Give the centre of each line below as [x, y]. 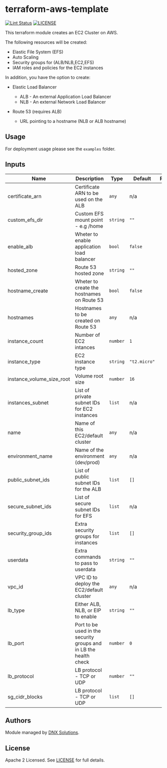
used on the [89, 199]
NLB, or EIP [88, 610]
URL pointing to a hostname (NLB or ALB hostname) [73, 121]
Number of [87, 335]
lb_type [16, 610]
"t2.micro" [142, 361]
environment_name [30, 456]
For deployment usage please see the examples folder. [60, 149]
